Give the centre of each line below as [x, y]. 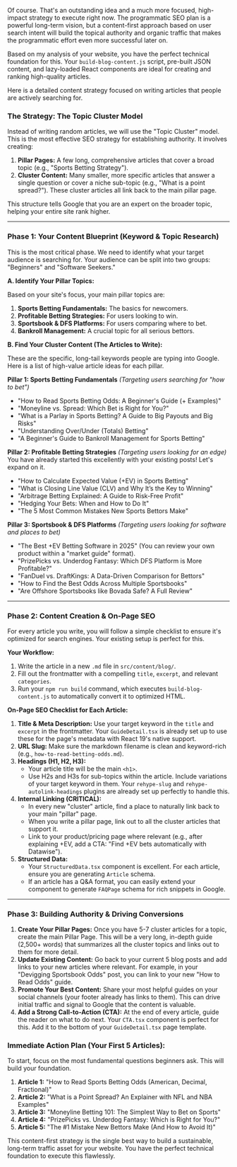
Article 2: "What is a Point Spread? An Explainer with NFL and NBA [115, 1097]
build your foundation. [39, 1069]
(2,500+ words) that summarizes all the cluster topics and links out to [119, 945]
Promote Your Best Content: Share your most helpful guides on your [118, 989]
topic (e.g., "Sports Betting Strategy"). [73, 168]
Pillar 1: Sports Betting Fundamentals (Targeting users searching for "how [116, 379]
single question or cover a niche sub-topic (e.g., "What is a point [111, 183]
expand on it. [26, 467]
